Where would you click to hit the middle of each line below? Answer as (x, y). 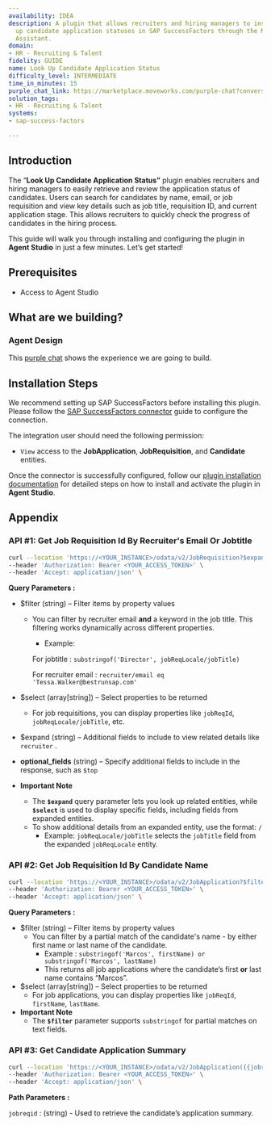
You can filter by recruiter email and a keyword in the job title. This (142, 619)
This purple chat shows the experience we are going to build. (110, 358)
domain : (21, 46)
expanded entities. (63, 818)
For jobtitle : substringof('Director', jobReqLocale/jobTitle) (136, 659)
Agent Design (35, 340)
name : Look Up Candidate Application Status (84, 69)
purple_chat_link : (39, 91)
